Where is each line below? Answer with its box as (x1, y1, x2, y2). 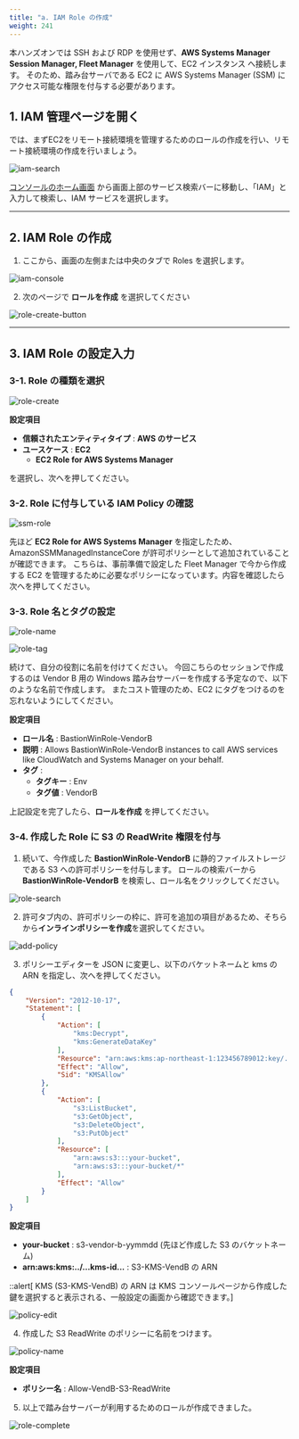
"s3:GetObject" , (72, 1112, 133, 1121)
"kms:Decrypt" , (72, 1030, 129, 1038)
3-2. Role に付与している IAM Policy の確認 (9, 497, 194, 509)
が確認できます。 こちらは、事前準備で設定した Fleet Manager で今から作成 (9, 558, 287, 569)
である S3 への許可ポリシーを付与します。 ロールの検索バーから (21, 864, 256, 874)
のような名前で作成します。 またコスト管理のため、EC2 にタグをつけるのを (9, 684, 286, 695)
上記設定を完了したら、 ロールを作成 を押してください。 (9, 806, 214, 817)
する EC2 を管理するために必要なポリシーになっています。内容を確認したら (9, 570, 285, 581)
